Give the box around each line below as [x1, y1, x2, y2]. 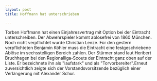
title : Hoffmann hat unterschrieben [5, 12, 79, 16]
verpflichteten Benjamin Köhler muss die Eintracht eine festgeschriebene [5, 45, 151, 50]
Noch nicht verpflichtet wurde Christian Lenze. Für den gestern [5, 39, 132, 45]
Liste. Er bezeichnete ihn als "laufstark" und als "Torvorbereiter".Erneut [5, 60, 147, 66]
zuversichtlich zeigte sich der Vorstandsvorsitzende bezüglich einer [5, 65, 141, 71]
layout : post [5, 7, 32, 12]
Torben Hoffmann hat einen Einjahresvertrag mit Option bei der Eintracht [5, 29, 151, 35]
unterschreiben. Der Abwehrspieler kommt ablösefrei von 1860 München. [5, 34, 152, 40]
